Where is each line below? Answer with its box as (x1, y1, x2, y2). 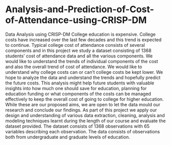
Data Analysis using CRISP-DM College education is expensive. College (5, 31, 156, 37)
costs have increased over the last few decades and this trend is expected (5, 37, 162, 43)
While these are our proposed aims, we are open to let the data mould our (5, 101, 161, 107)
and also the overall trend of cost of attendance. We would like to (5, 64, 142, 70)
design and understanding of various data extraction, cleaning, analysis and (5, 112, 165, 118)
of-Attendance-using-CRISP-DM (5, 14, 147, 26)
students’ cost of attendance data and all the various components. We (5, 52, 153, 59)
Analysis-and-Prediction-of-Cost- (5, 4, 154, 15)
